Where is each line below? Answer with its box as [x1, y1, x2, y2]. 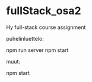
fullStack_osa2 [6, 4, 81, 18]
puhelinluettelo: [6, 35, 45, 42]
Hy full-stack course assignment [6, 24, 86, 31]
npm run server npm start [6, 46, 69, 54]
